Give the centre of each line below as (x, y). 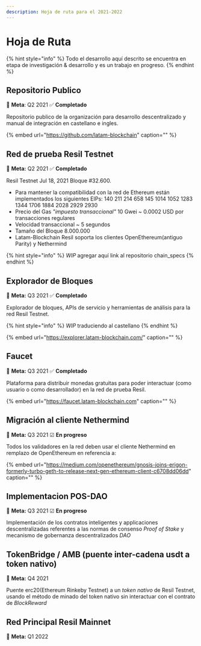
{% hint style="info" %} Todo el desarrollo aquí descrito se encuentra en (96, 59)
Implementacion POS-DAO (57, 496)
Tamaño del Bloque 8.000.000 (52, 231)
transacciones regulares (45, 218)
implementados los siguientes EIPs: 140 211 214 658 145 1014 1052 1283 (104, 199)
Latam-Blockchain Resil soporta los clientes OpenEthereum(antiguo (99, 237)
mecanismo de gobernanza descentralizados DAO (69, 535)
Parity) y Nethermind (41, 244)
